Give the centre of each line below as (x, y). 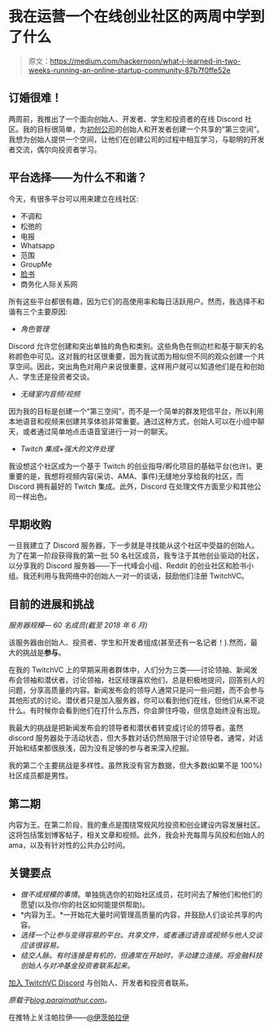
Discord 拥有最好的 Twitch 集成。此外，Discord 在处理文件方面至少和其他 (131, 486)
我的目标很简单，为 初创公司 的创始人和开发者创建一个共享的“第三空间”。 (143, 129)
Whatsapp (37, 246)
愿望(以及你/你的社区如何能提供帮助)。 (85, 904)
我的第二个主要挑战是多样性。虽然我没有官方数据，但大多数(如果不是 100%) (135, 766)
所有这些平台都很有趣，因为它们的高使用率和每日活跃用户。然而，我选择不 (133, 301)
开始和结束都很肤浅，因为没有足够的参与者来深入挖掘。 (101, 748)
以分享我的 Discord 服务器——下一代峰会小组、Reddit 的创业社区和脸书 (128, 566)
